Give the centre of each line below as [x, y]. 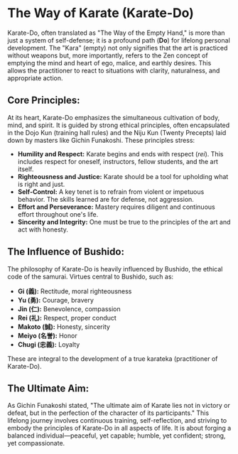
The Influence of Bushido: [66, 252]
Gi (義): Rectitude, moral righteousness [75, 291]
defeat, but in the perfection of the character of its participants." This [108, 413]
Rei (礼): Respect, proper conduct [67, 318]
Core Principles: [44, 101]
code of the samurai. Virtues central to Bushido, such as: [91, 276]
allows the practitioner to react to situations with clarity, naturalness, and [114, 70]
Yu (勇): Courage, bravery [56, 300]
